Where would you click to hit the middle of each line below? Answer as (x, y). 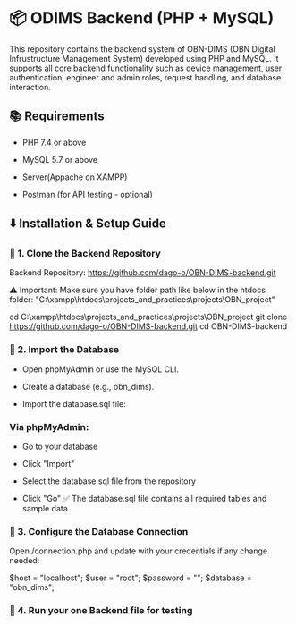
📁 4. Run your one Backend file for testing (101, 611)
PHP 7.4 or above (54, 142)
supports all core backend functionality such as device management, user (146, 68)
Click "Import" (48, 464)
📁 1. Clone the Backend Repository (85, 254)
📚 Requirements (57, 117)
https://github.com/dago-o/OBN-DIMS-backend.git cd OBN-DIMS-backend (148, 326)
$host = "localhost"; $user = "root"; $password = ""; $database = (131, 578)
